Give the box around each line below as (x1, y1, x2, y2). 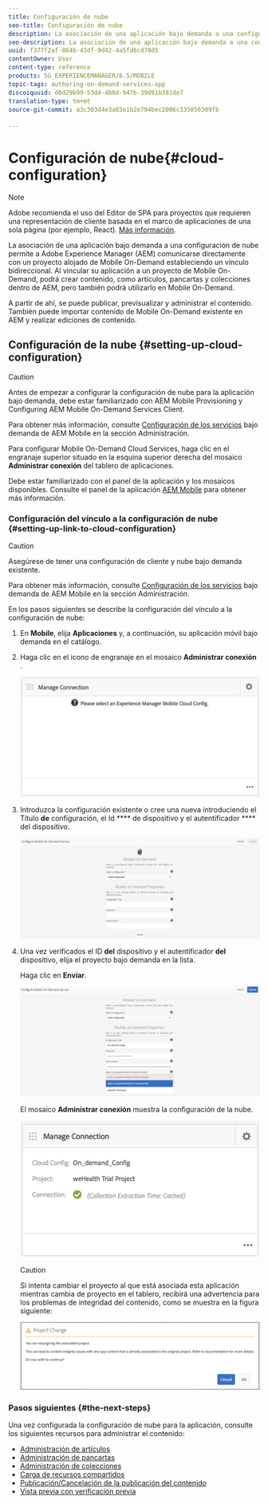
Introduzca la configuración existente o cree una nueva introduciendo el (19, 805, 257, 815)
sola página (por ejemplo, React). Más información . (8, 225, 177, 235)
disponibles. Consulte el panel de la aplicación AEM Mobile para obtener (8, 484, 247, 494)
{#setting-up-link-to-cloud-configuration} (8, 523, 177, 534)
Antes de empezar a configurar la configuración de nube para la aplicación (8, 387, 254, 397)
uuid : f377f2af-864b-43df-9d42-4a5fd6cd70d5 (8, 46, 159, 55)
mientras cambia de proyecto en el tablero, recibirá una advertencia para (19, 1289, 260, 1298)
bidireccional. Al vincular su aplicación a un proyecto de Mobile (8, 266, 217, 275)
